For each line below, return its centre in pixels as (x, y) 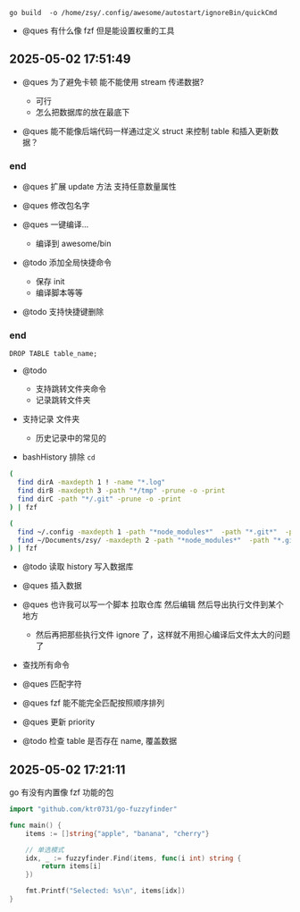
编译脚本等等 (59, 293)
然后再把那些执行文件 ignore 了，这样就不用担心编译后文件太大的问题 (163, 635)
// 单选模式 (45, 849)
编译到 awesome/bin (73, 244)
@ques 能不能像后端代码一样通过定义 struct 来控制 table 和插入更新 (146, 131)
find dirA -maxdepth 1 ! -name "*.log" (92, 483)
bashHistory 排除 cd (58, 457)
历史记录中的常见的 (71, 438)
